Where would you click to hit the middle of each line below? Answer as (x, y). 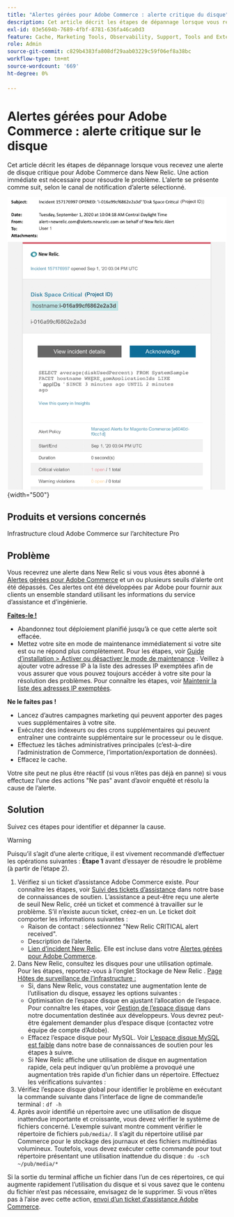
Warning (19, 840)
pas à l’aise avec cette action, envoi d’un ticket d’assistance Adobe (103, 1199)
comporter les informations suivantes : (72, 919)
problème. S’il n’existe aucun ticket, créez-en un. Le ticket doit (107, 911)
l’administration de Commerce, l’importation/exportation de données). (117, 752)
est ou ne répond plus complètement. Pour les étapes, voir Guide (110, 651)
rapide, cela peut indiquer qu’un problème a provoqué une (111, 1067)
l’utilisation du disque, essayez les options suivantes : (104, 993)
